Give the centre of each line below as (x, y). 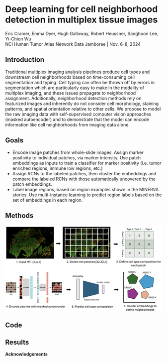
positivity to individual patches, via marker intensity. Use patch (76, 157)
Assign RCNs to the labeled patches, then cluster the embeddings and (84, 173)
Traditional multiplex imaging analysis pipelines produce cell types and (78, 72)
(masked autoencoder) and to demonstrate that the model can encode (77, 119)
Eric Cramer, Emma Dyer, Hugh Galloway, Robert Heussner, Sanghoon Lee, (82, 33)
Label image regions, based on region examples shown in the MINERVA (85, 189)
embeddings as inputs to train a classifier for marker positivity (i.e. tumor (87, 163)
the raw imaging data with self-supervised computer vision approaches (78, 114)
